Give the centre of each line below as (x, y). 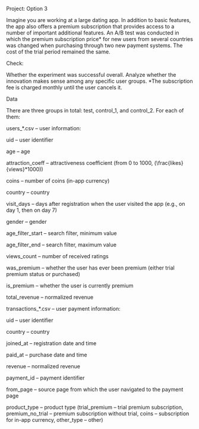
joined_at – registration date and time (51, 343)
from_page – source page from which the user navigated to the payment (95, 389)
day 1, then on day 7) (32, 210)
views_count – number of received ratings (57, 256)
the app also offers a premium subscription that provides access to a (90, 26)
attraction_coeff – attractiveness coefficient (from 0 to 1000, (80, 163)
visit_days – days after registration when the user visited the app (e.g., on (96, 204)
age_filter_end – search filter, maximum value (61, 245)
